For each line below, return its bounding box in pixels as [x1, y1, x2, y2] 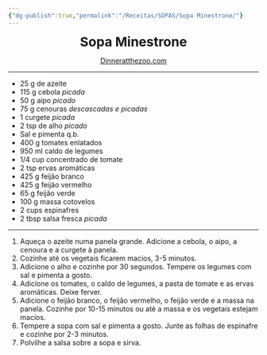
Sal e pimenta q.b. [19, 129, 79, 139]
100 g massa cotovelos [19, 196, 95, 206]
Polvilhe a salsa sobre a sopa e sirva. [19, 338, 141, 347]
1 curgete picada [19, 112, 75, 122]
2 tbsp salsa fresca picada [19, 214, 107, 223]
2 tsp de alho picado [19, 121, 87, 130]
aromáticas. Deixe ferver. [19, 287, 103, 296]
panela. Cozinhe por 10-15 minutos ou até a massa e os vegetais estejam [19, 303, 258, 314]
